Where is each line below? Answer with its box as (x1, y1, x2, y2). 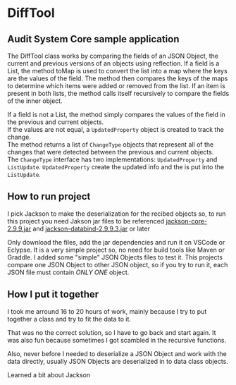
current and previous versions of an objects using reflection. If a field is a (7, 59, 220, 68)
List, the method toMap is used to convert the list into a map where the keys (7, 67, 228, 75)
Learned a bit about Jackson (7, 370, 91, 379)
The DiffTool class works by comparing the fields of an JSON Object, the (7, 51, 218, 60)
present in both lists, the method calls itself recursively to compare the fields (7, 90, 230, 97)
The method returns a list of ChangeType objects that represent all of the (7, 140, 214, 149)
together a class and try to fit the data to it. (7, 314, 132, 323)
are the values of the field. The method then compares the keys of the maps (7, 74, 228, 82)
